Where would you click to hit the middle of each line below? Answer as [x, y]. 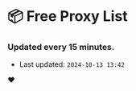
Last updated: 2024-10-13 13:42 [72, 64]
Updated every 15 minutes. [61, 48]
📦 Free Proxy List [68, 17]
